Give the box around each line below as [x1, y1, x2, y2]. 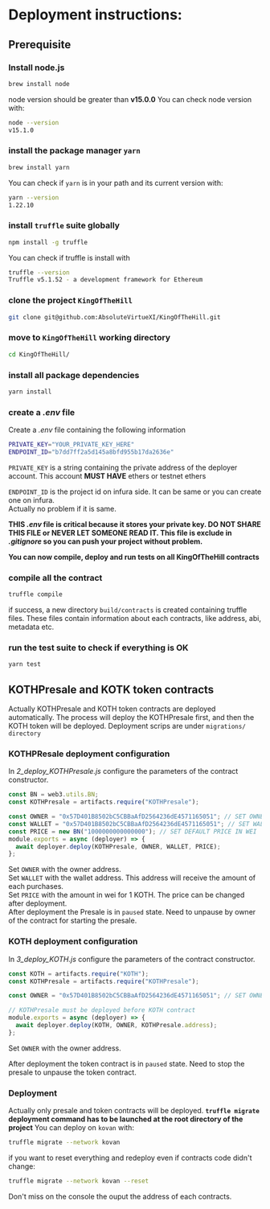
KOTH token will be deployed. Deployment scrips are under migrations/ [8, 722, 247, 731]
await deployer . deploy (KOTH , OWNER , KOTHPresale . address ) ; [15, 1022, 218, 1030]
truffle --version [8, 268, 70, 277]
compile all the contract [8, 572, 103, 583]
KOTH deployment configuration [8, 936, 138, 947]
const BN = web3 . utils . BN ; [8, 791, 99, 799]
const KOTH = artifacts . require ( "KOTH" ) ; [8, 969, 149, 978]
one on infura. [8, 495, 55, 504]
